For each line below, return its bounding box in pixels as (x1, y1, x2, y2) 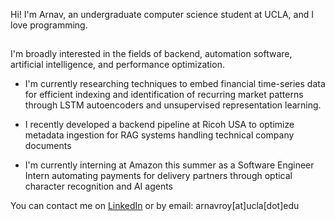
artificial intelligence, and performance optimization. (10, 59, 225, 71)
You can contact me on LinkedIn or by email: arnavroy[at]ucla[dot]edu (10, 200, 300, 212)
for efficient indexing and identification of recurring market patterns (24, 89, 304, 101)
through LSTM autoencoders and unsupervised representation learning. (24, 99, 322, 111)
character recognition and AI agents (24, 180, 174, 193)
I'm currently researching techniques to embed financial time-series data (24, 78, 326, 90)
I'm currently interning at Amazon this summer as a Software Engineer (24, 159, 315, 171)
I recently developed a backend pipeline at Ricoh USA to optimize (24, 119, 295, 131)
